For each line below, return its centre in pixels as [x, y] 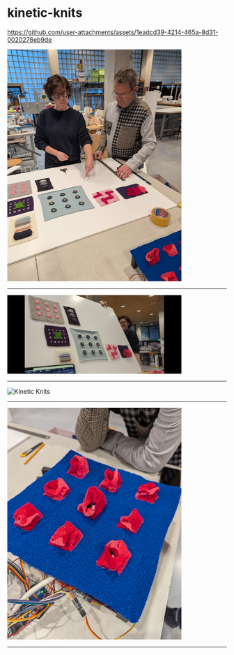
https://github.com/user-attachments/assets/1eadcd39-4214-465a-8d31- [113, 32]
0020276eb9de [30, 39]
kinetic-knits [45, 13]
